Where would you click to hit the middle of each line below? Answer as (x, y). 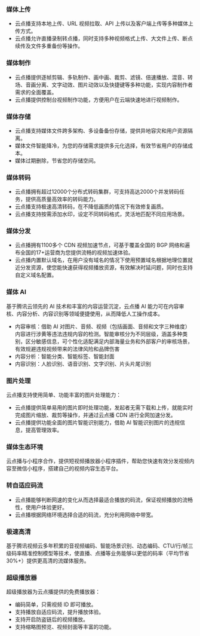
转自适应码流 (25, 485)
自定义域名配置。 (36, 275)
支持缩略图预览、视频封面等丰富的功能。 (64, 627)
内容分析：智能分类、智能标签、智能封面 (64, 356)
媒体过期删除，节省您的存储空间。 (57, 160)
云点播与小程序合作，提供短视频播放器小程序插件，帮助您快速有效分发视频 (98, 461)
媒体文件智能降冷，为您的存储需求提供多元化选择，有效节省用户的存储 (101, 145)
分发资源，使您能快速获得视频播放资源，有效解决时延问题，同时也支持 (106, 268)
